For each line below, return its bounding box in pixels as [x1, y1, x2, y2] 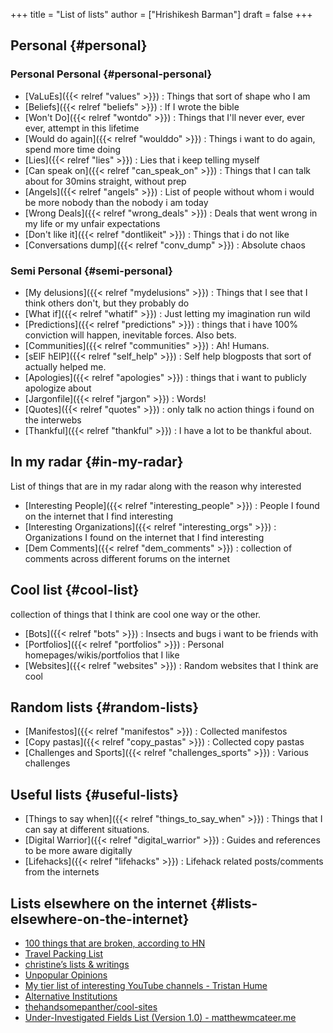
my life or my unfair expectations [24, 217, 161, 229]
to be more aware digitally [24, 845, 133, 857]
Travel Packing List [24, 948, 103, 960]
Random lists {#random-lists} [10, 699, 200, 716]
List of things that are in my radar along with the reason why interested [10, 480, 302, 492]
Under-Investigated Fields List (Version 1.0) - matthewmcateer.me [24, 1012, 297, 1024]
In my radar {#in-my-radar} [10, 454, 184, 471]
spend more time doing [24, 143, 122, 155]
